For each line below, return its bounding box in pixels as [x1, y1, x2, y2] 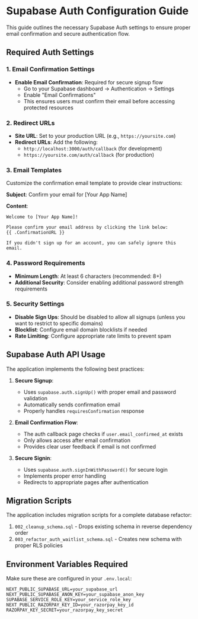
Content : [6, 203, 28, 210]
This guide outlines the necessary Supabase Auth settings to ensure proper [6, 24, 191, 31]
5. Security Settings [6, 300, 65, 308]
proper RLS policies [14, 542, 63, 549]
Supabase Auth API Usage [6, 349, 106, 360]
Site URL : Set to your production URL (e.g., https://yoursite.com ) [14, 132, 176, 139]
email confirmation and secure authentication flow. [6, 30, 130, 37]
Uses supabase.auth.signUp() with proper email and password [23, 388, 177, 396]
